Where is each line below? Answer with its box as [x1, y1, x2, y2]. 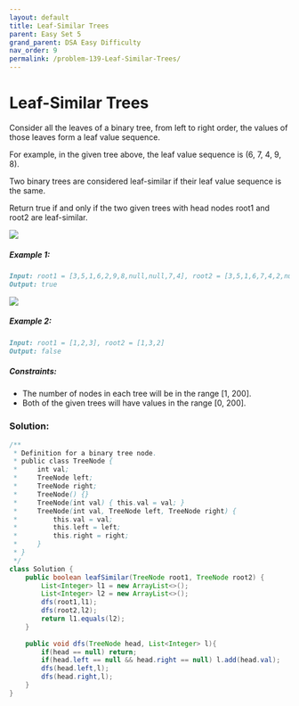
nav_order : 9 [9, 46, 58, 55]
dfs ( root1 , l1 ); [41, 598, 98, 607]
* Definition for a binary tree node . [12, 448, 158, 457]
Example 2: [9, 316, 52, 326]
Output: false [9, 347, 62, 356]
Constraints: [9, 365, 57, 376]
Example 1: [9, 249, 51, 259]
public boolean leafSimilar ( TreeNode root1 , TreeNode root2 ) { [25, 572, 265, 582]
